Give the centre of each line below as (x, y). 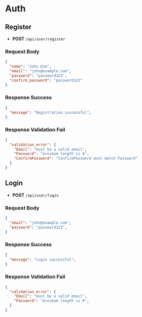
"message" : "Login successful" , (43, 260)
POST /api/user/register (39, 39)
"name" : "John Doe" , (31, 67)
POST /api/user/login (35, 195)
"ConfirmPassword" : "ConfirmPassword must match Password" (76, 158)
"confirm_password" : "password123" (46, 80)
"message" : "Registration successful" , (51, 112)
